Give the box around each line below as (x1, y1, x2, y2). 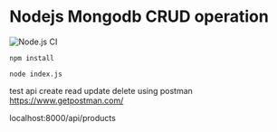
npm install (9, 53, 54, 62)
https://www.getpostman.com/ (9, 95, 124, 106)
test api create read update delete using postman (9, 85, 193, 96)
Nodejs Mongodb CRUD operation (9, 6, 269, 27)
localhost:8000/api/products (9, 112, 116, 123)
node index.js (9, 70, 63, 79)
